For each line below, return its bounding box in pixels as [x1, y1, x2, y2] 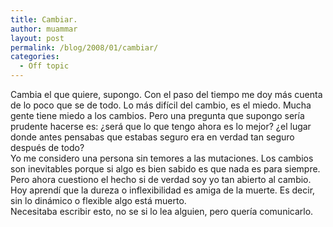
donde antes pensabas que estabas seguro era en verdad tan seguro [10, 131, 295, 143]
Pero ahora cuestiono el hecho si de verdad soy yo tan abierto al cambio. [10, 174, 312, 185]
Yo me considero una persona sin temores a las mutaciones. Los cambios [10, 152, 314, 164]
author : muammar [10, 24, 78, 34]
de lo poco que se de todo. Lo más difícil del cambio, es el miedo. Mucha [10, 99, 312, 111]
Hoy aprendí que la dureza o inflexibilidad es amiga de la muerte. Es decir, [10, 184, 316, 196]
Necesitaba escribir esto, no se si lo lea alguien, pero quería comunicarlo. [10, 206, 314, 217]
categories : [10, 52, 60, 62]
